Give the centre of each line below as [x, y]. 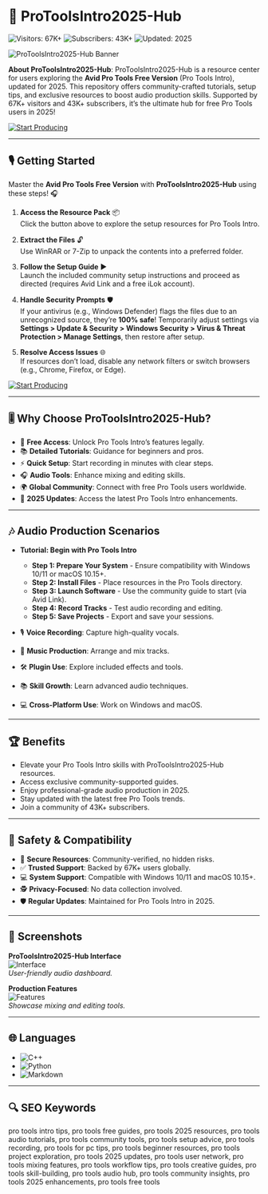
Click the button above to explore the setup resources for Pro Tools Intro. [140, 224]
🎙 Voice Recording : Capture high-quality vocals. [99, 633]
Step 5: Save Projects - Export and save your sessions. [123, 617]
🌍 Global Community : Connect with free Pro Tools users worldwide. [133, 487]
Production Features [43, 988]
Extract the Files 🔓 [51, 240]
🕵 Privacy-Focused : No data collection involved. [101, 889]
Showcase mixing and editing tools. [67, 1005]
